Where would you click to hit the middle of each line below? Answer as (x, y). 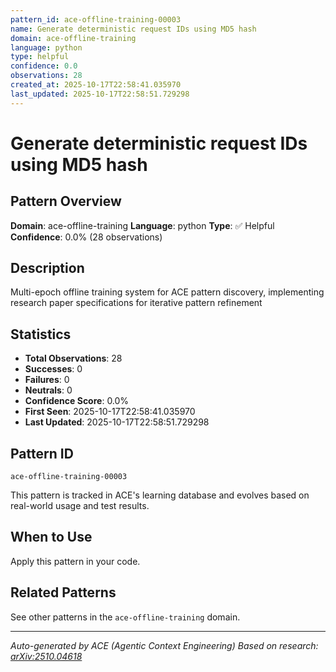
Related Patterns (63, 592)
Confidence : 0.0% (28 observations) (86, 237)
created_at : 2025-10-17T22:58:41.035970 (96, 85)
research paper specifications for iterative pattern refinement (136, 303)
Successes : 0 (53, 369)
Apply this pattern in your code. (75, 561)
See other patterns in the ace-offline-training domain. (125, 617)
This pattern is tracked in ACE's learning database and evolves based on (160, 495)
